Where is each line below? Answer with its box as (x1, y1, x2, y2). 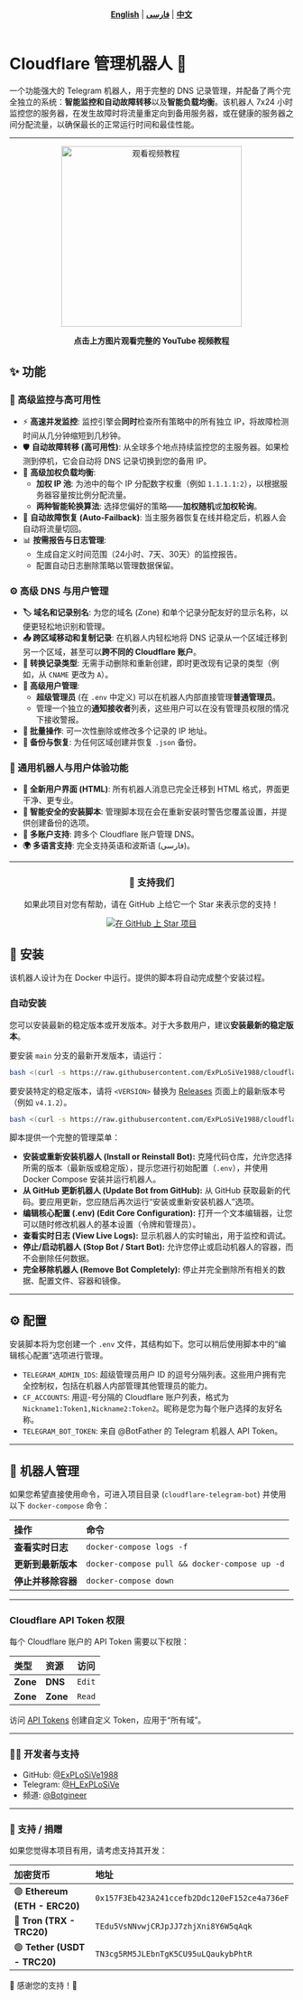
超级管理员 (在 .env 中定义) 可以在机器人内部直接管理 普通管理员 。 (35, 691, 281, 702)
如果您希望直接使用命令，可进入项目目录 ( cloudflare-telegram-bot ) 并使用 (9, 1489, 287, 1500)
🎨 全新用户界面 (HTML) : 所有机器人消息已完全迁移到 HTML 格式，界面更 (22, 784, 290, 795)
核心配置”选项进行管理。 (16, 1350, 108, 1361)
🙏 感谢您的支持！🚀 (9, 1979, 78, 1990)
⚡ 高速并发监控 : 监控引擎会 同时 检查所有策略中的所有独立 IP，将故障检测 (22, 416, 289, 426)
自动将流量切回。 (22, 523, 87, 534)
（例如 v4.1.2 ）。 (9, 1097, 72, 1107)
